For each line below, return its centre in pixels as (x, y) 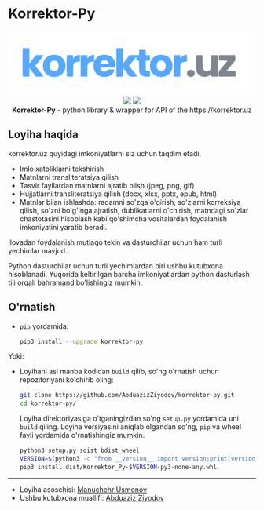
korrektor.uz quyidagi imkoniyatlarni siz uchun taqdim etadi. (105, 153)
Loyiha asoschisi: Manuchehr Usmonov (83, 489)
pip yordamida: (44, 326)
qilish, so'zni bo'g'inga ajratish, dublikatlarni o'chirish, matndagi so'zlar (134, 210)
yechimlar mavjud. (38, 250)
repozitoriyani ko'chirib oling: (66, 380)
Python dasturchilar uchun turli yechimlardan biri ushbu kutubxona (116, 266)
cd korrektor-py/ (48, 404)
